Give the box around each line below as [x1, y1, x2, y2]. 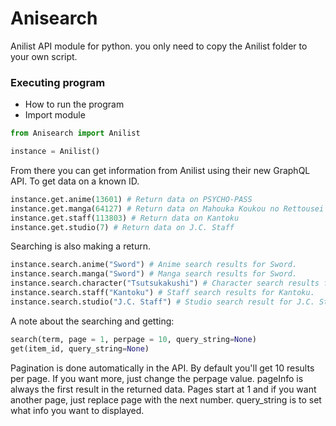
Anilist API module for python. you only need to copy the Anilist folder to [10, 40, 308, 52]
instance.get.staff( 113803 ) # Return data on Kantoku [10, 213, 240, 223]
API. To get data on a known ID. [10, 175, 140, 187]
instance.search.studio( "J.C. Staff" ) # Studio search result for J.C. [10, 297, 315, 307]
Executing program [10, 75, 106, 89]
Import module [24, 109, 86, 121]
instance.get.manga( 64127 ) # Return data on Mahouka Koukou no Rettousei [10, 203, 325, 214]
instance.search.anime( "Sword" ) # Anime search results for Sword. [10, 260, 298, 270]
